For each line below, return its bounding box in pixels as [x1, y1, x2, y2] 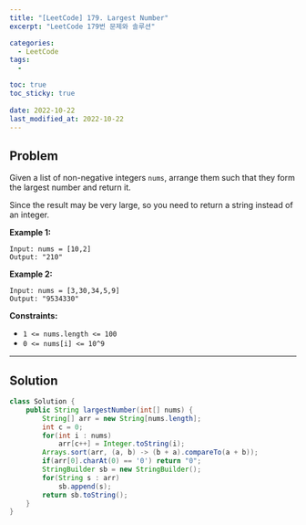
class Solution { [9, 397, 76, 406]
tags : [9, 56, 30, 65]
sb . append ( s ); [57, 481, 112, 491]
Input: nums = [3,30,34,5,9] [9, 287, 120, 296]
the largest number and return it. [9, 182, 132, 193]
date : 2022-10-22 [9, 106, 76, 115]
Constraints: [9, 310, 58, 321]
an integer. [9, 209, 50, 220]
